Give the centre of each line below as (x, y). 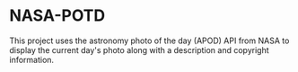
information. (32, 59)
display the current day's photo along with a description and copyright (139, 49)
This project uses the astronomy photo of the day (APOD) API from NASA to (149, 40)
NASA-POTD (57, 16)
